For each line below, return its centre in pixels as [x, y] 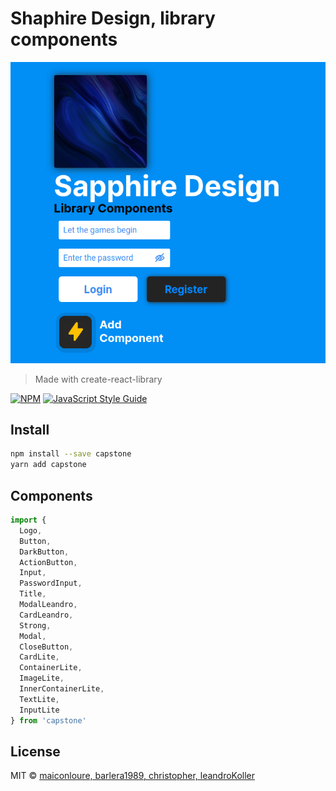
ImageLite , [42, 678]
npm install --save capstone [71, 454]
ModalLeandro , [48, 605]
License [35, 751]
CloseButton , [46, 647]
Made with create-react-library [98, 379]
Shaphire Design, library [113, 18]
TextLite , [39, 699]
